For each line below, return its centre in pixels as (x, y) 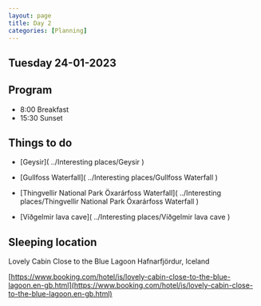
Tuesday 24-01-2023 (63, 63)
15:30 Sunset (41, 117)
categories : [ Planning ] (48, 30)
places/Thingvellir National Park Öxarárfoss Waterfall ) (109, 201)
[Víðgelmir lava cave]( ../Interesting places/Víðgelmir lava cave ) (125, 217)
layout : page (30, 16)
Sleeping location (53, 242)
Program (30, 90)
